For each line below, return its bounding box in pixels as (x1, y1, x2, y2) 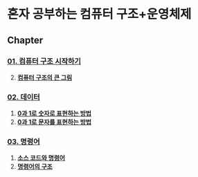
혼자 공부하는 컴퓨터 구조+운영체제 (7, 6, 192, 22)
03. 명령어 (7, 137, 40, 147)
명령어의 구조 (17, 162, 53, 171)
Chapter (7, 34, 44, 46)
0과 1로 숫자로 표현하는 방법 (17, 109, 92, 118)
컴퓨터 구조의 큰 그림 (17, 73, 73, 82)
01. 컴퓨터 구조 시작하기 (7, 56, 82, 66)
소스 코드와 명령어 (17, 153, 66, 162)
